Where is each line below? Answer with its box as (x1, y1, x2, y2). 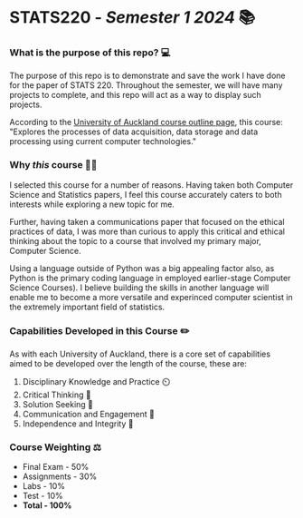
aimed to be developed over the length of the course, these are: (9, 358, 247, 369)
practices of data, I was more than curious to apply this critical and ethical (9, 226, 285, 237)
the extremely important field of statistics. (9, 301, 166, 312)
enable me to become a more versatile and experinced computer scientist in (9, 291, 293, 302)
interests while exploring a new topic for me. (9, 199, 175, 210)
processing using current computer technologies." (9, 136, 197, 147)
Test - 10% (22, 491, 63, 502)
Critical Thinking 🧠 (22, 389, 92, 400)
